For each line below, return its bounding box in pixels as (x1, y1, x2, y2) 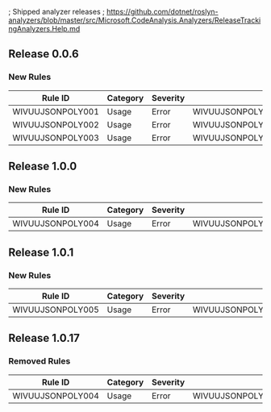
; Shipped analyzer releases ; (8, 7, 105, 16)
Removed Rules (8, 356, 71, 367)
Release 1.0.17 (8, 331, 81, 345)
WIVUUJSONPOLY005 (12, 304, 99, 315)
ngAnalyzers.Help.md (8, 24, 81, 33)
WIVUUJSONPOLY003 (12, 132, 99, 144)
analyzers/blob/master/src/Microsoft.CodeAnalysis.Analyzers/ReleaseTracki (8, 15, 261, 25)
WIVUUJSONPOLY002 (12, 119, 99, 130)
